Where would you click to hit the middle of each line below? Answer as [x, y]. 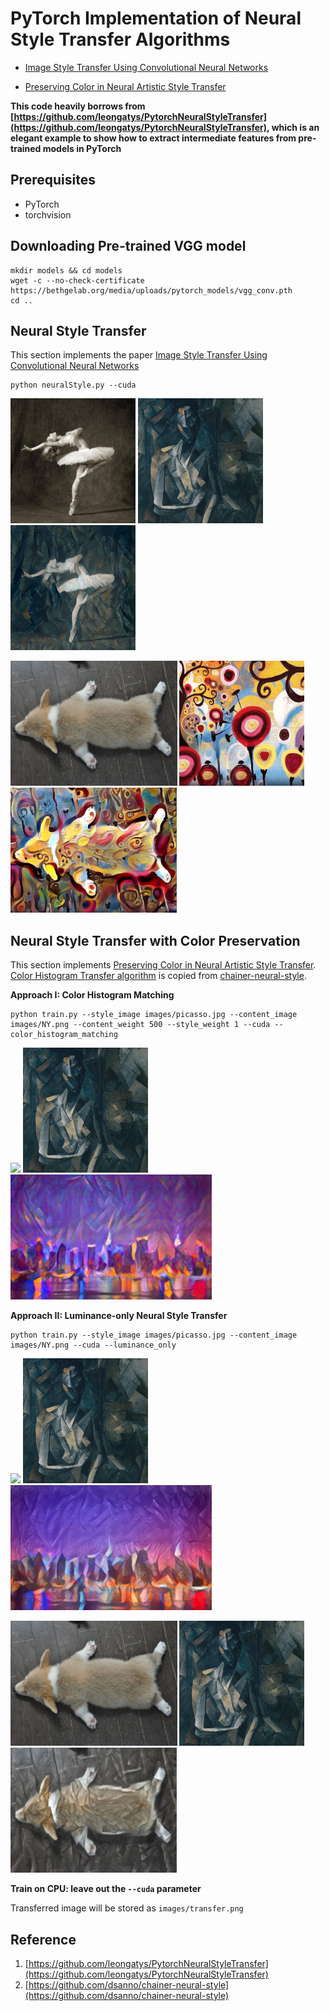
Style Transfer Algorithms [120, 39]
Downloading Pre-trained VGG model [128, 246]
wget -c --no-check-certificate [77, 280]
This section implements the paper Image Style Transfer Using [139, 355]
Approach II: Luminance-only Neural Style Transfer [119, 1316]
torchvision [48, 214]
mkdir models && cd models [66, 270]
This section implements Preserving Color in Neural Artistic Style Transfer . [163, 965]
